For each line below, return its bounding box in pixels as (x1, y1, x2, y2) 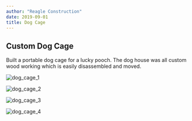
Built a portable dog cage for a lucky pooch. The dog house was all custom (6, 57, 187, 64)
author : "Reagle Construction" (6, 8, 82, 15)
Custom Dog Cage (6, 41, 74, 51)
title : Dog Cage (6, 19, 46, 25)
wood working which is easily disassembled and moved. (6, 63, 142, 70)
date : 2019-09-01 (6, 14, 48, 20)
